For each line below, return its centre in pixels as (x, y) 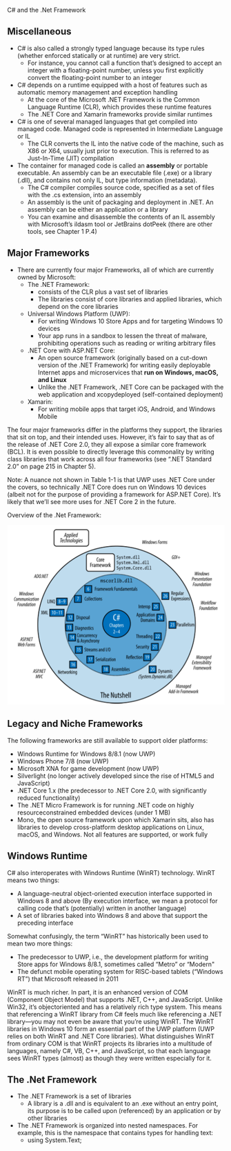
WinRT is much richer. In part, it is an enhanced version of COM (98, 992)
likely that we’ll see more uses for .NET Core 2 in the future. (92, 501)
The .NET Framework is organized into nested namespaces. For (108, 1125)
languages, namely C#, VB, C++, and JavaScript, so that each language (109, 1050)
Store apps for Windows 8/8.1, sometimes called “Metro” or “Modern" (116, 964)
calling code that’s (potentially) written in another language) (102, 908)
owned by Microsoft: (47, 277)
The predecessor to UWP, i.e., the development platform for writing (113, 957)
